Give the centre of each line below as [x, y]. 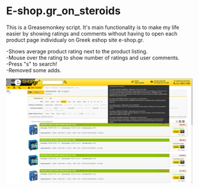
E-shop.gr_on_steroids [63, 11]
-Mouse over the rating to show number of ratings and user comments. [93, 57]
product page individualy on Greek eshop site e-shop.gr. [75, 40]
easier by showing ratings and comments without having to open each [92, 33]
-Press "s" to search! [32, 64]
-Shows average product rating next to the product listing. [77, 51]
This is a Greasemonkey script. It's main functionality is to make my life [93, 27]
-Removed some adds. [34, 70]
